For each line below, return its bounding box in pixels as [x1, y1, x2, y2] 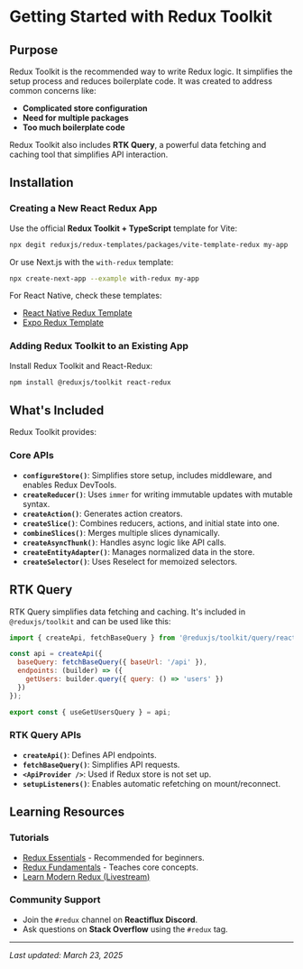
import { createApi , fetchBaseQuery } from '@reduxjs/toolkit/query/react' [9, 633, 300, 642]
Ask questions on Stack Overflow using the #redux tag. [22, 923, 228, 935]
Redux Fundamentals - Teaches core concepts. [22, 862, 198, 872]
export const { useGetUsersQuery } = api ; [9, 707, 171, 716]
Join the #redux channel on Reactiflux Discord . [22, 914, 198, 925]
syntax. [22, 498, 50, 509]
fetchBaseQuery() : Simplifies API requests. [22, 759, 180, 770]
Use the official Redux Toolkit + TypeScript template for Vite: [9, 223, 238, 234]
